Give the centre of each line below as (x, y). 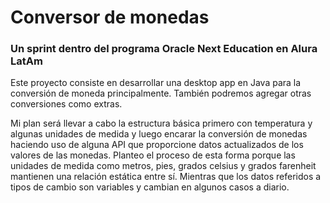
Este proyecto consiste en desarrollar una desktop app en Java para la (156, 83)
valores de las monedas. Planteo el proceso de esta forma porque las (153, 155)
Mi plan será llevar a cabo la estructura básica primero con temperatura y (161, 123)
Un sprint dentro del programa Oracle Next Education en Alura (164, 49)
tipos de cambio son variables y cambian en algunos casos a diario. (150, 187)
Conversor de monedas (110, 17)
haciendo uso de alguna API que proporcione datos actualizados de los (157, 145)
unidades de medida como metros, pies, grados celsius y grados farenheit (163, 166)
